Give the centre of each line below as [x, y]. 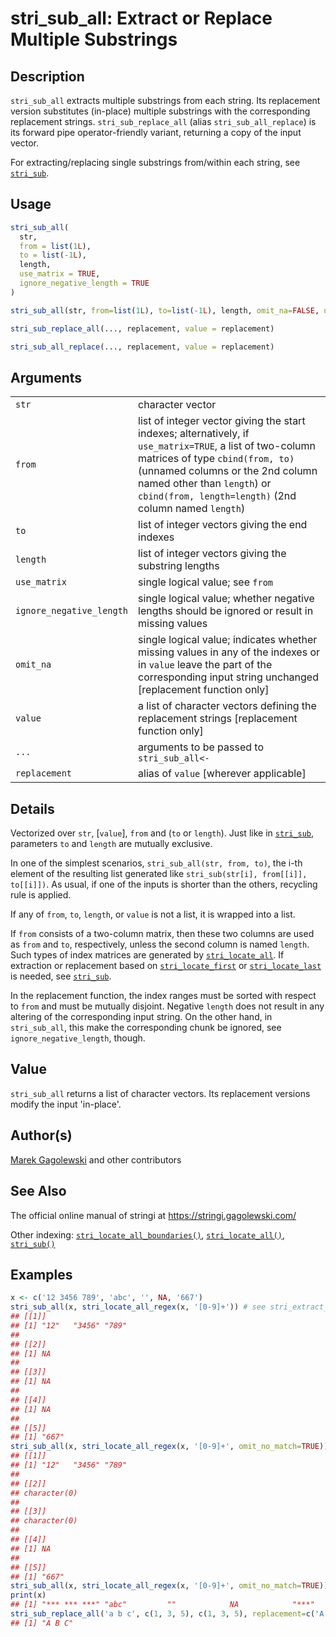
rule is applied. [41, 895]
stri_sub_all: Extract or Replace [141, 18]
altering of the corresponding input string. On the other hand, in [141, 1017]
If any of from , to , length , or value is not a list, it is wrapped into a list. [153, 914]
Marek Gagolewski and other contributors [96, 1159]
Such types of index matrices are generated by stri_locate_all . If [147, 955]
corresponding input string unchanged [228, 677]
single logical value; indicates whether [228, 640]
